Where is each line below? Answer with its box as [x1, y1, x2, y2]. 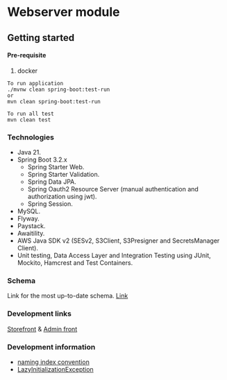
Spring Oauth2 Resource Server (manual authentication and [27, 185, 199, 193]
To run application [7, 80, 64, 87]
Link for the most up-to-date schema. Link [7, 292, 128, 300]
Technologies [7, 132, 54, 142]
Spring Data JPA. [27, 178, 76, 186]
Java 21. [17, 148, 42, 157]
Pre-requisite [7, 51, 47, 60]
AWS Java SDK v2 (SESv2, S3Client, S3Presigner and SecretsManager [17, 236, 220, 245]
